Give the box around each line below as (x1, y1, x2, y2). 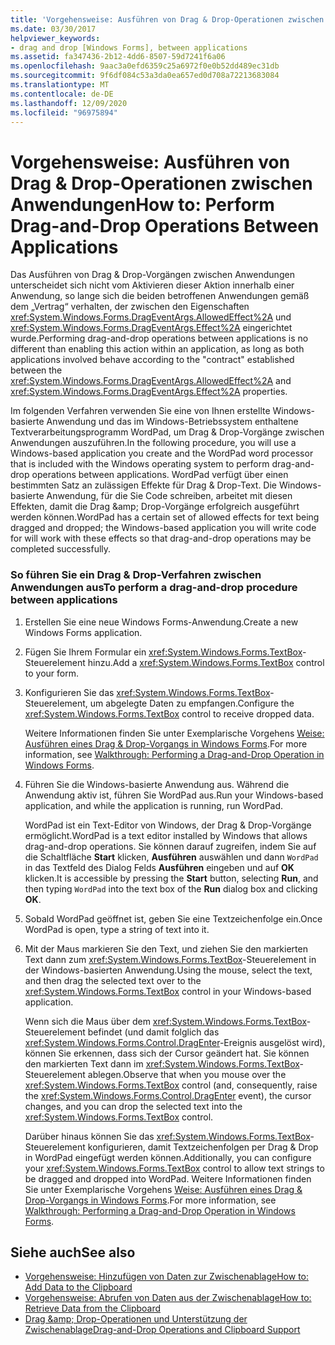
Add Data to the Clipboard (24, 1281, 133, 1293)
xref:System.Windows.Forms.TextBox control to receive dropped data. (24, 707, 315, 720)
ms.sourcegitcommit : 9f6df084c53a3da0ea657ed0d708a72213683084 (10, 71, 280, 81)
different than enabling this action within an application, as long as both (10, 343, 305, 355)
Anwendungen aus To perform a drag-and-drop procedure (10, 581, 298, 595)
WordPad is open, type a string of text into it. (24, 923, 210, 935)
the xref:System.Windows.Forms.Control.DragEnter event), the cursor (24, 1089, 312, 1101)
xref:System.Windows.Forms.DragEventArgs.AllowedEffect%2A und (10, 311, 292, 323)
